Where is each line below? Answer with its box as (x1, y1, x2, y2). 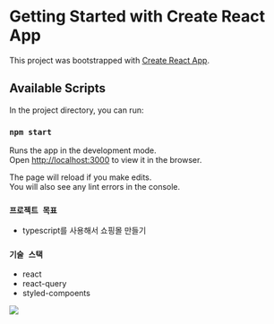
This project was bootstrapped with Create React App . (9, 55, 210, 65)
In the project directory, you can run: (9, 105, 144, 115)
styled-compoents (21, 287, 91, 298)
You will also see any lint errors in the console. (9, 182, 181, 192)
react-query (21, 277, 67, 288)
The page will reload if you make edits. (9, 172, 152, 183)
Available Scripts (9, 81, 106, 96)
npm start (9, 127, 52, 137)
